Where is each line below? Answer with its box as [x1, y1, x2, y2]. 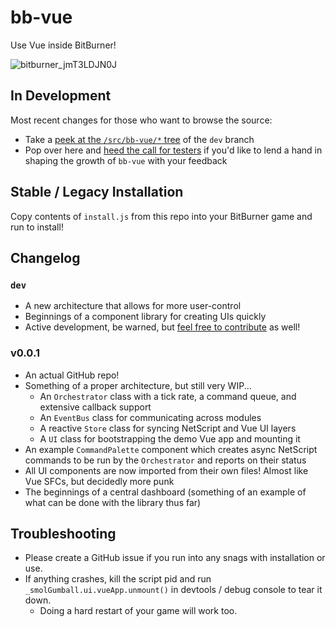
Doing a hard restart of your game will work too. [39, 605, 238, 617]
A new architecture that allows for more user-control [24, 300, 242, 312]
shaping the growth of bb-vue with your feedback [24, 154, 228, 166]
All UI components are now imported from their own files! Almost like [24, 464, 309, 476]
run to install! [10, 221, 64, 233]
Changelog [10, 249, 81, 266]
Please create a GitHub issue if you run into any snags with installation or [24, 552, 326, 564]
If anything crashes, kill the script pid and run [24, 573, 212, 585]
